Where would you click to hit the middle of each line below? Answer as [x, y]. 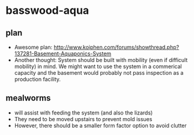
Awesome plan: [33, 47]
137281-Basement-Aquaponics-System [63, 54]
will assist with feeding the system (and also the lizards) [83, 113]
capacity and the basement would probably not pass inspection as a [99, 73]
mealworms [28, 98]
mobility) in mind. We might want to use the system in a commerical [98, 66]
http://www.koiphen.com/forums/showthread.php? [117, 47]
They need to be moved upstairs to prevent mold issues [83, 119]
